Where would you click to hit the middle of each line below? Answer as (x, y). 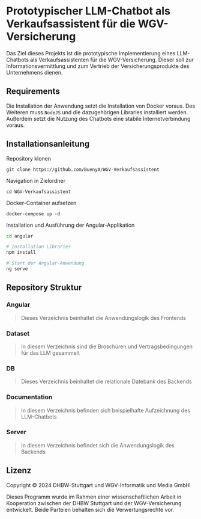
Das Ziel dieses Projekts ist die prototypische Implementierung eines (91, 53)
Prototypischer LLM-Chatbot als (88, 11)
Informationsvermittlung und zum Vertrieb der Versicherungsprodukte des (98, 66)
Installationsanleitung (48, 144)
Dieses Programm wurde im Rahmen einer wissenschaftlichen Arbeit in (94, 497)
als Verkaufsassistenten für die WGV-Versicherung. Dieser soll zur (112, 60)
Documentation (29, 397)
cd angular (20, 236)
